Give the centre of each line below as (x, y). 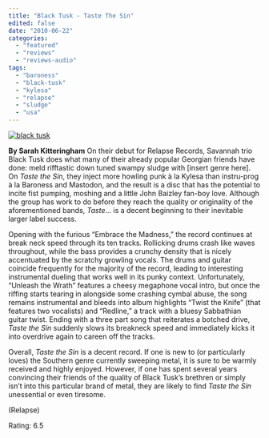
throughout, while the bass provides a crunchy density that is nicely (120, 251)
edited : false (32, 23)
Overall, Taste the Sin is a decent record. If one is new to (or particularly (127, 352)
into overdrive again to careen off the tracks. (82, 336)
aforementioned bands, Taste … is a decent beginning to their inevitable (126, 210)
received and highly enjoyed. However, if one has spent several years (123, 369)
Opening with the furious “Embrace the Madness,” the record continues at (130, 234)
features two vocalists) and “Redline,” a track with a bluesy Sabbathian (125, 311)
